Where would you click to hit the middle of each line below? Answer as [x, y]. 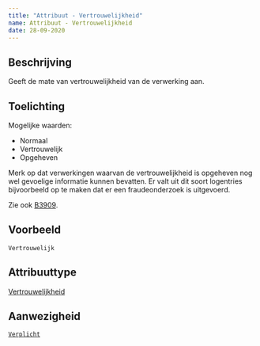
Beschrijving [40, 62]
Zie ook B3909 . [33, 205]
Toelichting [37, 106]
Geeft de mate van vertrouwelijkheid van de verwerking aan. [106, 82]
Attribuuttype [42, 273]
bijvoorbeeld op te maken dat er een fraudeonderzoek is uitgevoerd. [119, 190]
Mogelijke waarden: [40, 125]
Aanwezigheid [45, 316]
